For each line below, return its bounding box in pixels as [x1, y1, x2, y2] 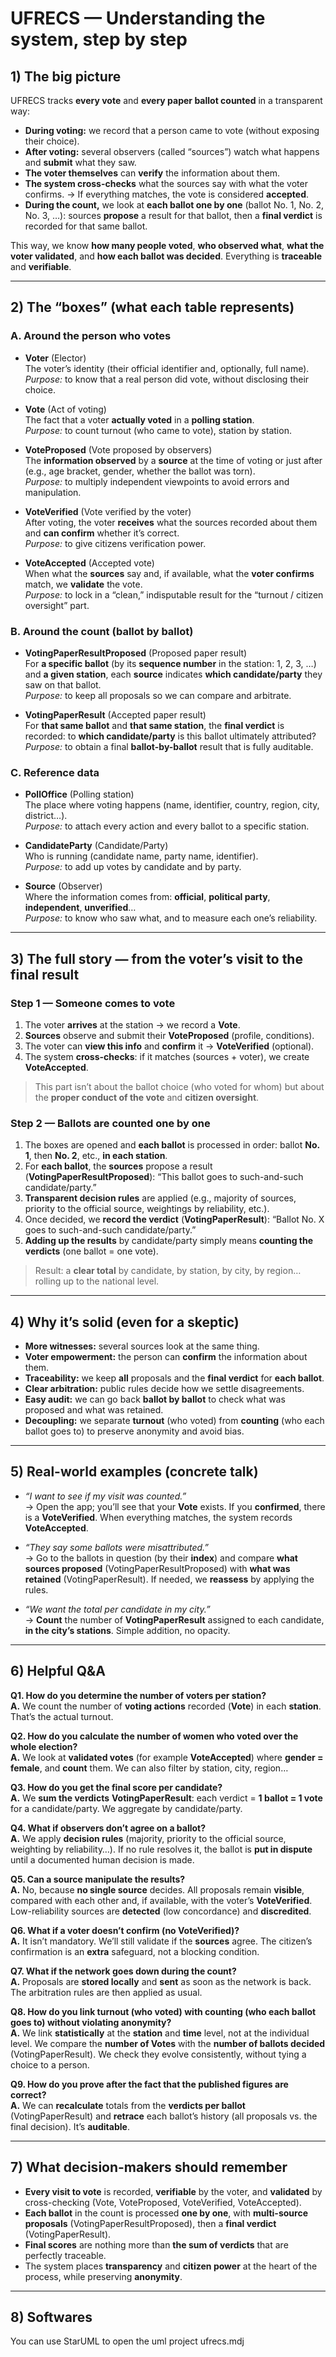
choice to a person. [10, 2058, 90, 2071]
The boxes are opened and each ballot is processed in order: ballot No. [24, 1139, 320, 1151]
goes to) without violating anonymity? [10, 2016, 172, 2028]
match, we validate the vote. [24, 578, 143, 590]
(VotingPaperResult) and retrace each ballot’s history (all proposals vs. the [10, 2110, 318, 2122]
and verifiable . [10, 261, 72, 272]
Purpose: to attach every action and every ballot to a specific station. [24, 820, 310, 832]
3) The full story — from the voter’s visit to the [10, 950, 303, 967]
